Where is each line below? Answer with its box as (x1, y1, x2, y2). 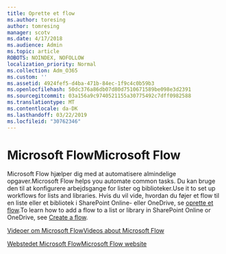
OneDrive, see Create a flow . (7, 213, 88, 222)
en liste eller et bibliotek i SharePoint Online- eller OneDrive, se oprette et (7, 199, 214, 207)
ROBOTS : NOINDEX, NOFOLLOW (7, 55, 84, 61)
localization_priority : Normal (7, 61, 97, 68)
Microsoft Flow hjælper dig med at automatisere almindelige (7, 170, 177, 178)
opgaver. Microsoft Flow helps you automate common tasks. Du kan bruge (7, 177, 216, 185)
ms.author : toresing (7, 16, 66, 23)
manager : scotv (7, 29, 51, 36)
